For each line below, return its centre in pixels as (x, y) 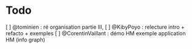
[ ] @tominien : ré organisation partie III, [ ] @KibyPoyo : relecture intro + (95, 27)
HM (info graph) (26, 39)
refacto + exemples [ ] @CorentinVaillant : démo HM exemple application (96, 33)
